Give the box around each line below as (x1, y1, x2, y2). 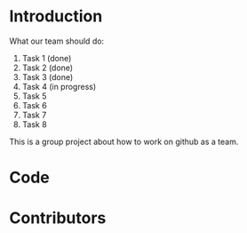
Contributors (9, 208, 107, 229)
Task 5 (21, 91, 47, 101)
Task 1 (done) (21, 52, 72, 63)
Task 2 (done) (21, 62, 74, 73)
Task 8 (21, 118, 47, 130)
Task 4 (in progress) (21, 81, 97, 92)
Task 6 (21, 100, 47, 110)
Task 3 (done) (21, 71, 74, 82)
